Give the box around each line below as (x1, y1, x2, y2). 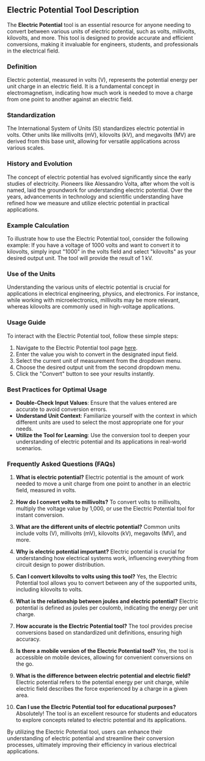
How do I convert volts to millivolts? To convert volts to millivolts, (15, 498, 182, 506)
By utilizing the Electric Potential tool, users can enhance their (7, 728, 163, 735)
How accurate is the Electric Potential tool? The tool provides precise (15, 622, 193, 630)
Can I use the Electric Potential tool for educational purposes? (15, 704, 176, 711)
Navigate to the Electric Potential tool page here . (15, 344, 138, 351)
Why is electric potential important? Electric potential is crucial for (15, 548, 185, 555)
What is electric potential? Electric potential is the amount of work (15, 473, 184, 481)
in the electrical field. (7, 47, 60, 54)
